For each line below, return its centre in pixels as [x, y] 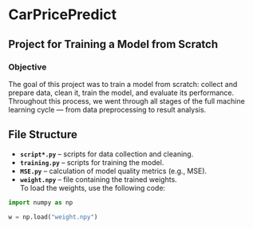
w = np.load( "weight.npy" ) [53, 217]
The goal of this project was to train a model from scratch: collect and [123, 84]
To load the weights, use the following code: [93, 188]
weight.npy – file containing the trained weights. [98, 179]
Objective [28, 67]
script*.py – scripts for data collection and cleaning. [107, 154]
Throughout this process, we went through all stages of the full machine [126, 101]
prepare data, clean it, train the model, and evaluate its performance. [121, 93]
